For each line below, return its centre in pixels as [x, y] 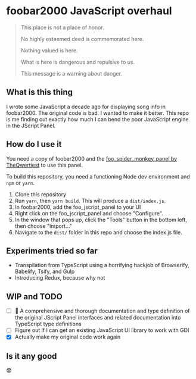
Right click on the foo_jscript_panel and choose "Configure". [89, 213]
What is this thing [40, 93]
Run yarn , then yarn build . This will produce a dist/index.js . [90, 201]
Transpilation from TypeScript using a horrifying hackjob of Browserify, [102, 265]
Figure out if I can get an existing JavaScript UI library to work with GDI [102, 330]
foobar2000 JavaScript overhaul [89, 11]
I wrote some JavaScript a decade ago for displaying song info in [86, 107]
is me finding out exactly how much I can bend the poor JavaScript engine [97, 119]
